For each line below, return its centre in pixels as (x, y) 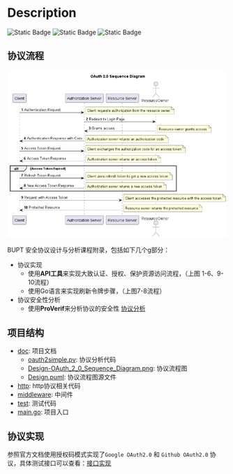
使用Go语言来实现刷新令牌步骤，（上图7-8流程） (97, 291)
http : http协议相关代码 (49, 386)
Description (42, 13)
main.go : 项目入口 (43, 412)
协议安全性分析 (39, 300)
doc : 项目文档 (37, 351)
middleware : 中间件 (45, 395)
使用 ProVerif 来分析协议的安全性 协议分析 (87, 308)
